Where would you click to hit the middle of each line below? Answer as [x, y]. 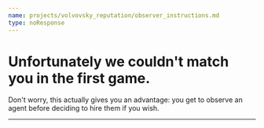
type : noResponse [37, 23]
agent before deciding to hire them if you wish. [84, 108]
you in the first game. [79, 78]
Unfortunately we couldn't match [119, 62]
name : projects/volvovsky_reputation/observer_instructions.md [114, 15]
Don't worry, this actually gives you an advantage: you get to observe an [126, 100]
